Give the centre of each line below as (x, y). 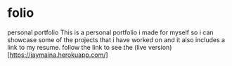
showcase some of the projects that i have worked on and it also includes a (116, 39)
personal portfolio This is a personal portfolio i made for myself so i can (110, 32)
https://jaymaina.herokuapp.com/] (59, 55)
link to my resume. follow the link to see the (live (77, 47)
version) (160, 47)
